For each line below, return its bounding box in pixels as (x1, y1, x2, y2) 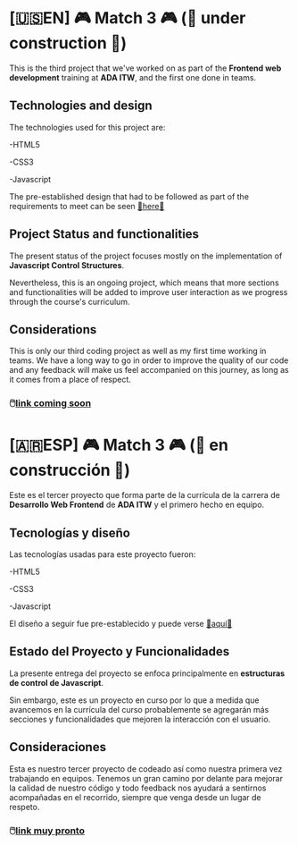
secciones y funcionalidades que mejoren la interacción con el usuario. (9, 714, 271, 724)
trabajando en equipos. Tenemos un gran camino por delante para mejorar (9, 773, 284, 783)
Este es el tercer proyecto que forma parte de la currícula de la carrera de (9, 490, 281, 501)
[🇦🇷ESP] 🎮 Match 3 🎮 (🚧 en (9, 435, 229, 455)
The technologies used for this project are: (9, 122, 166, 132)
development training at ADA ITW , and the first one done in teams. (9, 72, 257, 82)
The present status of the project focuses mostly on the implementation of (9, 250, 283, 261)
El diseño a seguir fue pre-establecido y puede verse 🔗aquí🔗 (9, 619, 233, 630)
